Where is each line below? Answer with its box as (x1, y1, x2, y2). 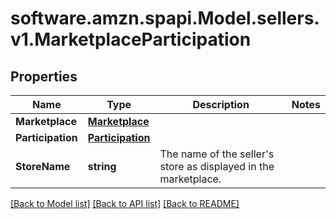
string (87, 160, 117, 173)
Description (192, 98, 250, 111)
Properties (10, 68, 78, 85)
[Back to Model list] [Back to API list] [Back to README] (10, 198, 240, 209)
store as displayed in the (159, 160, 275, 173)
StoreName (15, 160, 71, 173)
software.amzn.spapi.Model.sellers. (10, 7, 320, 30)
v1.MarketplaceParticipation (10, 28, 252, 51)
